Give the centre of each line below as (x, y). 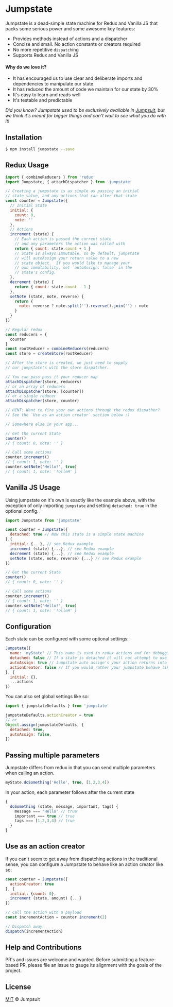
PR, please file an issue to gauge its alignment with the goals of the (91, 965)
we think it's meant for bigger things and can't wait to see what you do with (86, 116)
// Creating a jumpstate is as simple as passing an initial (72, 191)
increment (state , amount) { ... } (46, 898)
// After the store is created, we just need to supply (66, 363)
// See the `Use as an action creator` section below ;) (68, 415)
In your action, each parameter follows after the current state (70, 792)
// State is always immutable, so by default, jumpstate (77, 253)
